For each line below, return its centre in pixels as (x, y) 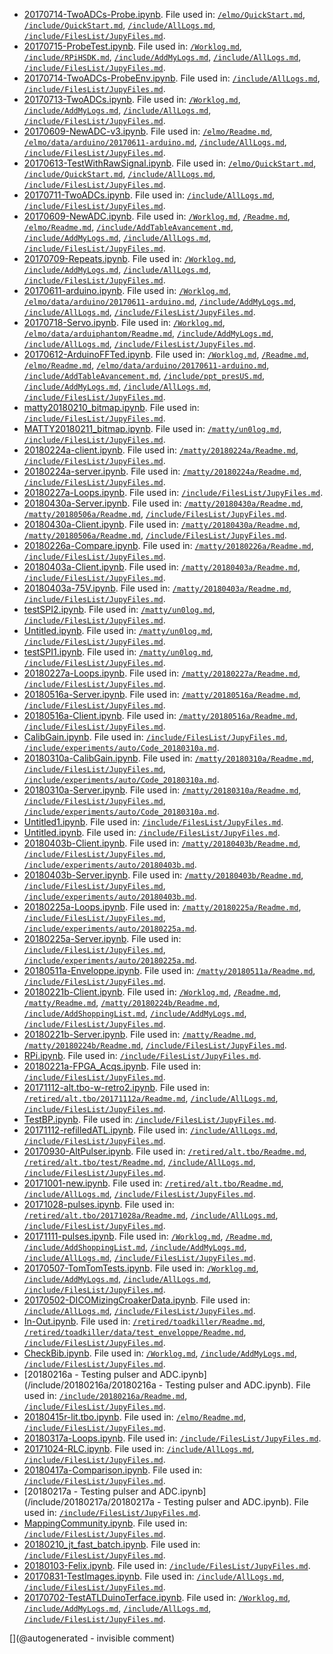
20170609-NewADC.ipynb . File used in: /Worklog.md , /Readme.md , (157, 216)
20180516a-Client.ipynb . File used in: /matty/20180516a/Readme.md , (161, 715)
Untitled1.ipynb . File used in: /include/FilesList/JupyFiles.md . (153, 822)
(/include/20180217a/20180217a (89, 1502)
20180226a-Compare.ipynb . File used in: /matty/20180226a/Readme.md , (168, 545)
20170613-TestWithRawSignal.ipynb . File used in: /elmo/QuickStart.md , (170, 163)
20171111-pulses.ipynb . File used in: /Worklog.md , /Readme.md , (148, 1236)
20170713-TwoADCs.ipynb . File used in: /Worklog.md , (132, 99)
